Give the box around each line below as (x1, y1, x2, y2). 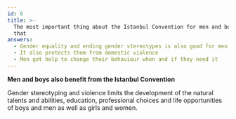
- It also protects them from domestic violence (13, 50, 159, 57)
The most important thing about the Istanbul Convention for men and (13, 23, 221, 30)
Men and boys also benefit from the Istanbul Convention (7, 75, 176, 83)
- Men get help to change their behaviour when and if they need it (13, 56, 218, 63)
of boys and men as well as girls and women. (7, 103, 138, 112)
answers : (7, 36, 33, 43)
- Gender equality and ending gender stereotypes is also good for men (13, 43, 228, 50)
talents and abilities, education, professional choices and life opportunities (7, 96, 223, 104)
